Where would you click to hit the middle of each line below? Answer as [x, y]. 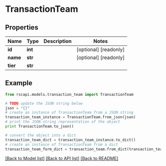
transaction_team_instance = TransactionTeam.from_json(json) [70, 117]
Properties [22, 27]
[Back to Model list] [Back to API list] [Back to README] [62, 159]
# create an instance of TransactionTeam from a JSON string [69, 113]
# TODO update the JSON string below [44, 103]
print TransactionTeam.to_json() [40, 126]
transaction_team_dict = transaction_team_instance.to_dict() [70, 140]
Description [58, 41]
